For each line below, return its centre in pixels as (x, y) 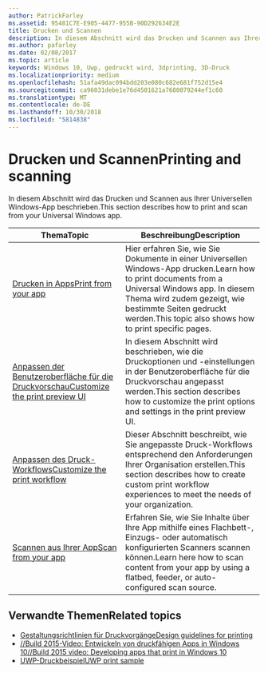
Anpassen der (39, 366)
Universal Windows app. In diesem (190, 289)
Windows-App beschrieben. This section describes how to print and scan (128, 207)
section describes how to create (185, 474)
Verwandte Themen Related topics (95, 616)
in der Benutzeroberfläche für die (187, 371)
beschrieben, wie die (164, 351)
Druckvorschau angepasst (175, 381)
